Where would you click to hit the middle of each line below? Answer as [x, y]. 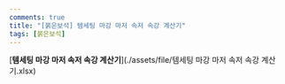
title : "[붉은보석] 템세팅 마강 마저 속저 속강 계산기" [97, 26]
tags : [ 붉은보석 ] [38, 34]
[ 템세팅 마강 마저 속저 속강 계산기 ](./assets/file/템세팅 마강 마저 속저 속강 [134, 60]
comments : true [37, 17]
